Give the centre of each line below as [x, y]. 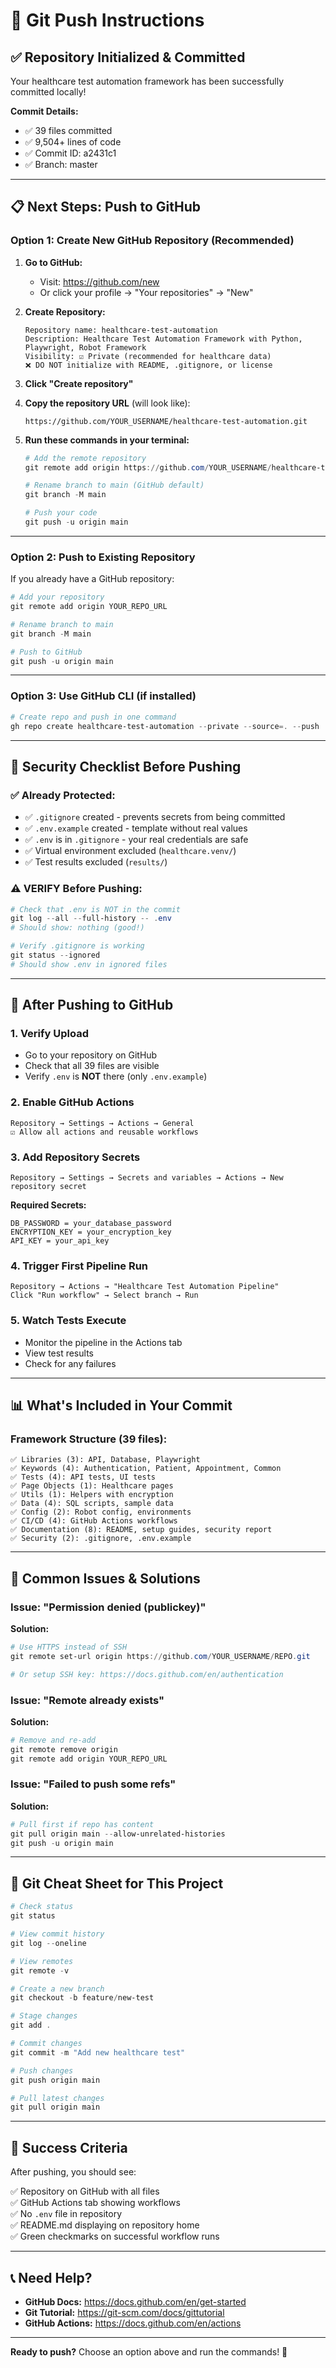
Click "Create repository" [79, 383]
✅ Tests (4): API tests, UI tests [83, 1477]
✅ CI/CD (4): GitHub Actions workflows [94, 1521]
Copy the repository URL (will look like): [107, 403]
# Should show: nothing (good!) [77, 928]
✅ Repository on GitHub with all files [85, 2191]
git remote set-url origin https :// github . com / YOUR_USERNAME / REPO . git [160, 1656]
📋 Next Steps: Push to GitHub [106, 207]
